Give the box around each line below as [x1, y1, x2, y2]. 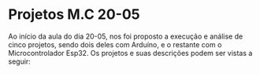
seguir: [8, 57, 32, 66]
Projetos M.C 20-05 [8, 6, 140, 24]
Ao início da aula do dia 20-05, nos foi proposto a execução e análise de [8, 31, 243, 41]
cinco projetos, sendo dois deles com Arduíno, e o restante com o [8, 39, 222, 49]
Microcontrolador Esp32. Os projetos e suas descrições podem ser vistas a [8, 48, 253, 57]
